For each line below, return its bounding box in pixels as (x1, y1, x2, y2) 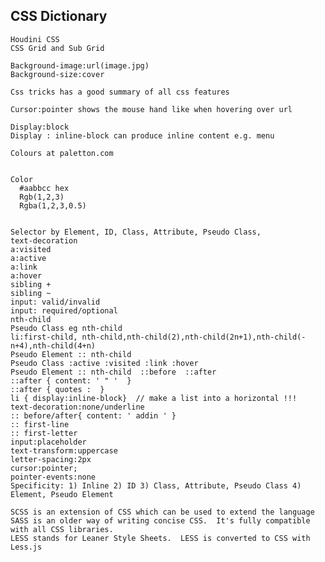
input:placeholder (10, 437, 87, 447)
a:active (10, 253, 47, 263)
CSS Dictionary (10, 8, 108, 25)
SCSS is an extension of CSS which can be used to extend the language (10, 507, 315, 517)
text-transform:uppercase (10, 445, 118, 456)
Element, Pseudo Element (10, 489, 114, 499)
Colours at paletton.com (10, 148, 114, 158)
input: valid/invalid (10, 297, 101, 307)
